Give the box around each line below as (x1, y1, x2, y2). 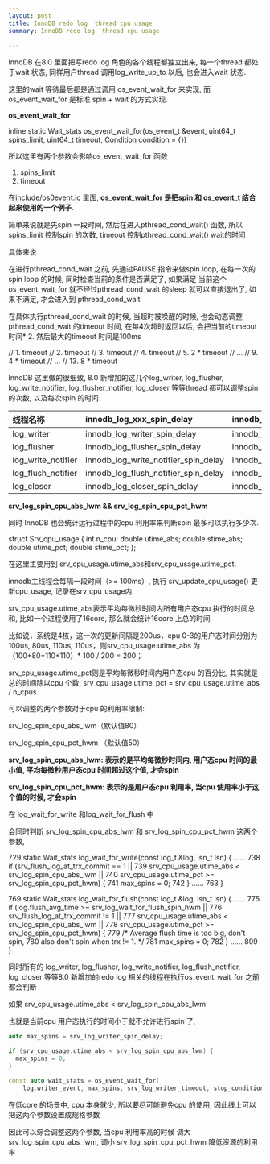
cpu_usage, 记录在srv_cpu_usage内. (14, 586, 135, 596)
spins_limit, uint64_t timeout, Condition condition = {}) (8, 135, 187, 145)
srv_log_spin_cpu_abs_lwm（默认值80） (8, 721, 141, 731)
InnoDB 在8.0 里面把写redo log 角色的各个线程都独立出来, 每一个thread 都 (8, 57, 252, 67)
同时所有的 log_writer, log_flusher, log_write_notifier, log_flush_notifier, (8, 962, 241, 971)
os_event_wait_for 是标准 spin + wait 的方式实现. (8, 94, 169, 105)
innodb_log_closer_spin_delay (85, 481, 198, 492)
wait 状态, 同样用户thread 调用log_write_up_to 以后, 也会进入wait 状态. (14, 68, 247, 77)
